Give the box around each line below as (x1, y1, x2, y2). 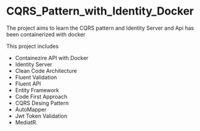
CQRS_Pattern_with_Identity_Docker (6, 4, 194, 18)
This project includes (6, 42, 59, 50)
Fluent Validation (15, 73, 58, 81)
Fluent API (15, 80, 41, 87)
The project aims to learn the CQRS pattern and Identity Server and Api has (6, 24, 194, 32)
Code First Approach (15, 93, 68, 100)
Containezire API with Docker (15, 54, 89, 61)
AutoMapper (15, 106, 47, 113)
